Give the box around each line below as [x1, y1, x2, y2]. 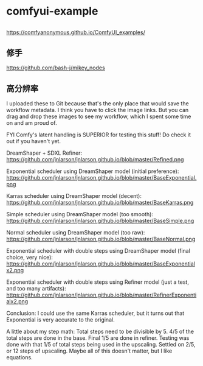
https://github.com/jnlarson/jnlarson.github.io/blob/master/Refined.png [6, 156, 184, 163]
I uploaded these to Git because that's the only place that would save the [6, 100, 190, 107]
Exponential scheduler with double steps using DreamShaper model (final [6, 247, 190, 255]
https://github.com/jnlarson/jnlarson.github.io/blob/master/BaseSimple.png [6, 217, 194, 225]
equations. [6, 354, 33, 361]
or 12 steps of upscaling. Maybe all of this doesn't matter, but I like [6, 347, 173, 354]
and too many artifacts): [6, 285, 66, 292]
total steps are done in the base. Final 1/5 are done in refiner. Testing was [6, 334, 190, 342]
